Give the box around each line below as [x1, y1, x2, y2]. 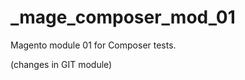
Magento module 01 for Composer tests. [10, 39, 177, 51]
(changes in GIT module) [10, 58, 113, 70]
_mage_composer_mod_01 [10, 6, 236, 29]
